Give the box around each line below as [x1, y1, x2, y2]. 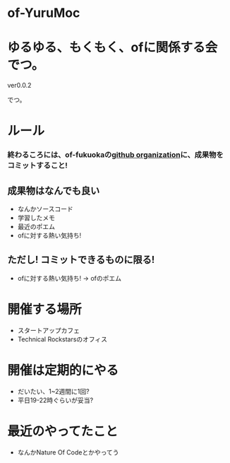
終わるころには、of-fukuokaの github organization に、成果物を [7, 150, 224, 160]
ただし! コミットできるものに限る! [7, 254, 155, 266]
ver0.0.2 [7, 81, 32, 90]
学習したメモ [17, 213, 55, 222]
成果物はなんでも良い [7, 184, 100, 197]
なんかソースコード [17, 205, 74, 213]
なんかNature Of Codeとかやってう [17, 447, 119, 457]
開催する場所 [7, 302, 83, 317]
